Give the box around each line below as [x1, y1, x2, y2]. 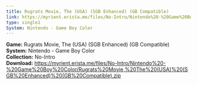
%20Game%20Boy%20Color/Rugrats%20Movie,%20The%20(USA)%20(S [6, 66, 188, 73]
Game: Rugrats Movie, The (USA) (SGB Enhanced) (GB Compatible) [6, 41, 170, 48]
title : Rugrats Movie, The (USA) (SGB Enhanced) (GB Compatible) [6, 8, 169, 15]
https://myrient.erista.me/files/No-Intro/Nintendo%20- [34, 60, 166, 67]
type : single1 [6, 19, 41, 25]
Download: [6, 60, 33, 67]
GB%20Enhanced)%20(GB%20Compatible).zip [6, 72, 121, 79]
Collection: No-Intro [6, 53, 56, 60]
